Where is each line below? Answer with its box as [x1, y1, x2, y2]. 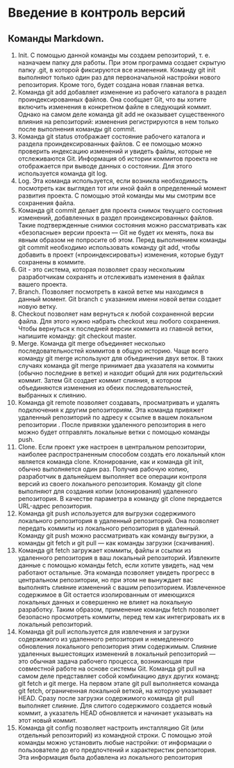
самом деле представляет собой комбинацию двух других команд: [17, 672, 220, 680]
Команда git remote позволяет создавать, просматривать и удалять [17, 399, 220, 406]
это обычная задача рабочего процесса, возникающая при [17, 657, 194, 665]
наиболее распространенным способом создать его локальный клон [17, 450, 226, 458]
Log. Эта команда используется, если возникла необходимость [17, 177, 208, 185]
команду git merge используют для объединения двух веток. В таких [17, 354, 224, 362]
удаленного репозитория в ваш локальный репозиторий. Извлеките [17, 554, 221, 561]
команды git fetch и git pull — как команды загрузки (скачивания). [17, 539, 215, 547]
